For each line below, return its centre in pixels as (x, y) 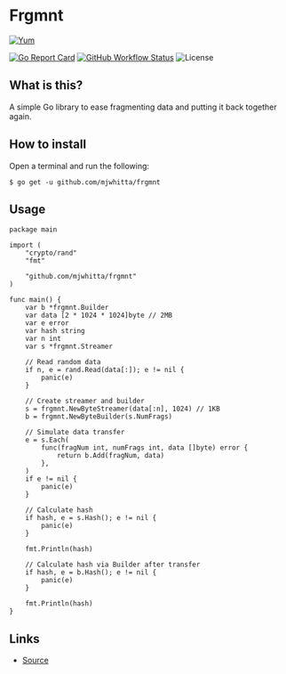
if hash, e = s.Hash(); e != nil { (91, 518)
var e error (47, 323)
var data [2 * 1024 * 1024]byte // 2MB (99, 316)
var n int (44, 339)
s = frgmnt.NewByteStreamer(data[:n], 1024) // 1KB (123, 409)
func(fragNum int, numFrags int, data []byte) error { (145, 448)
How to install (48, 145)
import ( (25, 246)
